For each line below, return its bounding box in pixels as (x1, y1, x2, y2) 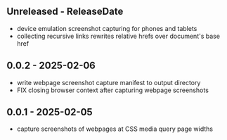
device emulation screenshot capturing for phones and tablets (16, 24, 197, 32)
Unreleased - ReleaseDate (6, 6, 124, 18)
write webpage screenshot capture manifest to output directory (16, 78, 201, 87)
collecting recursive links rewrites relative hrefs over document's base (16, 32, 221, 40)
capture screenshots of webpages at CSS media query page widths (16, 125, 214, 133)
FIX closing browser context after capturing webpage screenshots (16, 86, 209, 94)
